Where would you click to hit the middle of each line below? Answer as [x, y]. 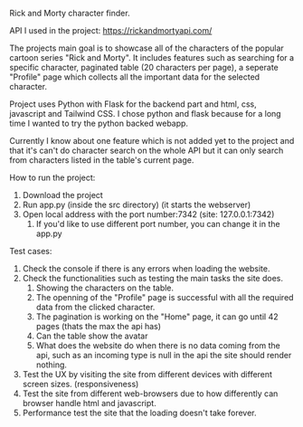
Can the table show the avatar [92, 336]
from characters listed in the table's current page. [102, 160]
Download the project [63, 195]
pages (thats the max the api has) [98, 326]
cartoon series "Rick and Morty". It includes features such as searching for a [152, 57]
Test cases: [31, 251]
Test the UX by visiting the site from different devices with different [147, 374]
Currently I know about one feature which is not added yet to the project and [152, 141]
